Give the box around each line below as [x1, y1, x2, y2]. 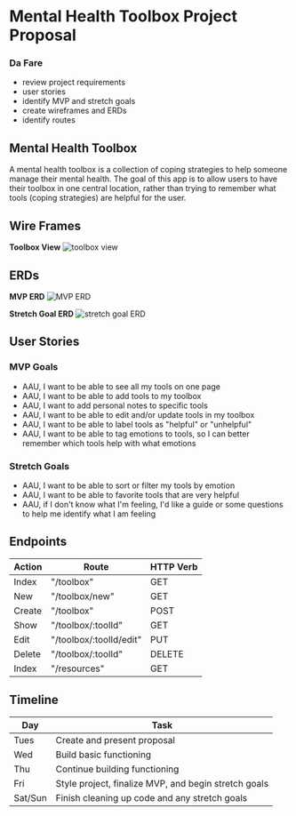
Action [13, 560, 43, 572]
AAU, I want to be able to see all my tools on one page [21, 380, 220, 392]
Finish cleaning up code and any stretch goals [55, 791, 248, 804]
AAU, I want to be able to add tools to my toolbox [21, 390, 202, 401]
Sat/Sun [13, 791, 47, 804]
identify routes [21, 115, 76, 125]
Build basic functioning [55, 748, 152, 761]
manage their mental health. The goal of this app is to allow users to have [9, 173, 278, 184]
